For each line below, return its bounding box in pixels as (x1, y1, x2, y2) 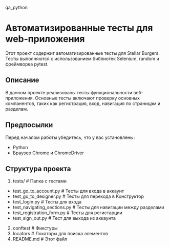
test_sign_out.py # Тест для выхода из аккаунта (12, 215, 116, 221)
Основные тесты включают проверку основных (35, 95, 140, 101)
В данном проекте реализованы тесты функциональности (5, 89, 133, 95)
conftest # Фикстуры (12, 225, 58, 231)
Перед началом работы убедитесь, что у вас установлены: (5, 134, 135, 140)
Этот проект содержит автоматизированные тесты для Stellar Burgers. (5, 50, 160, 56)
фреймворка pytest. (5, 61, 49, 67)
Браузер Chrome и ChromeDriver (12, 150, 84, 156)
